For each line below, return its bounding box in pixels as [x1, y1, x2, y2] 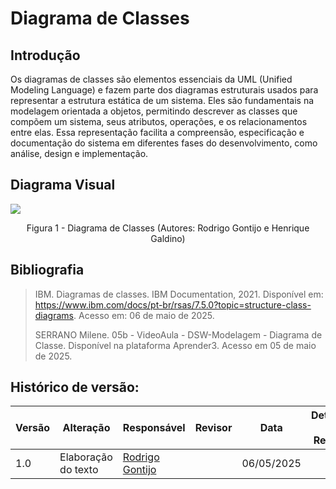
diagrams [34, 309, 74, 321]
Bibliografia [10, 262, 85, 279]
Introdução [10, 47, 81, 64]
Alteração [62, 421, 111, 435]
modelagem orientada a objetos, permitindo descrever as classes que [10, 105, 298, 117]
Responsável [122, 421, 186, 435]
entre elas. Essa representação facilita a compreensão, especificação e [10, 127, 305, 138]
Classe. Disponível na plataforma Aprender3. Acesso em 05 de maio [34, 339, 317, 351]
